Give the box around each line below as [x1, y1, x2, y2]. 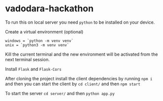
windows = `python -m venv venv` [5, 38, 74, 43]
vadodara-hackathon [5, 3, 94, 14]
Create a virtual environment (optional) [5, 29, 84, 34]
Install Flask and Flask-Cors [5, 66, 62, 72]
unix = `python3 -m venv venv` [5, 42, 69, 47]
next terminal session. [5, 56, 50, 62]
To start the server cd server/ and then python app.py [5, 90, 115, 96]
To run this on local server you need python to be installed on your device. [5, 19, 155, 25]
